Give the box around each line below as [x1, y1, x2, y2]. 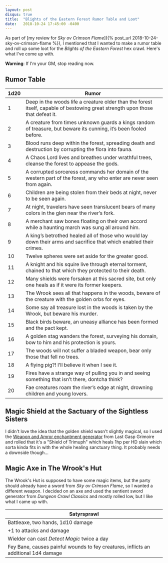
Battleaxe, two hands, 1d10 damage [7, 518, 93, 525]
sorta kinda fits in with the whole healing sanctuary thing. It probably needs [5, 444, 160, 450]
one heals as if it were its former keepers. [25, 281, 122, 288]
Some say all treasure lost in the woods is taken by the [25, 304, 153, 311]
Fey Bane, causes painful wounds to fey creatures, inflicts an [7, 543, 150, 550]
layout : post [5, 7, 32, 12]
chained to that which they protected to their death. [25, 267, 146, 274]
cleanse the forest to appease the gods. [25, 160, 119, 167]
